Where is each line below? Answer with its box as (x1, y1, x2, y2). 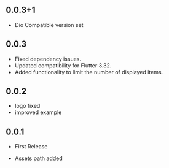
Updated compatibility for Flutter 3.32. (14, 61, 112, 69)
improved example (14, 109, 62, 116)
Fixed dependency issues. (14, 55, 81, 63)
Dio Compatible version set (14, 21, 84, 28)
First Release (14, 143, 48, 150)
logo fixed (14, 102, 41, 110)
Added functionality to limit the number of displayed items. (14, 68, 163, 75)
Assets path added (14, 155, 63, 162)
